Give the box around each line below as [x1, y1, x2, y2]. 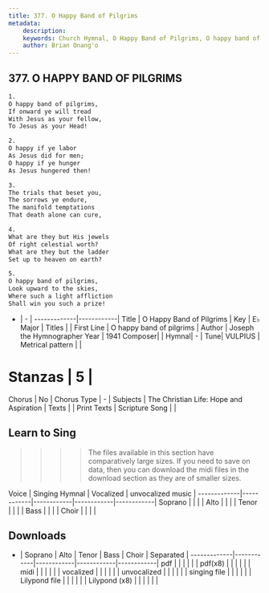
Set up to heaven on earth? [8, 255, 103, 263]
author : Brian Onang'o [22, 42, 99, 50]
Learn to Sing [8, 426, 76, 440]
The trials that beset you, [8, 189, 103, 197]
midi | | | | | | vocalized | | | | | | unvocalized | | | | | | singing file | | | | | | [19, 567, 251, 577]
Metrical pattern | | [19, 339, 83, 349]
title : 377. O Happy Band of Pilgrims [8, 11, 138, 20]
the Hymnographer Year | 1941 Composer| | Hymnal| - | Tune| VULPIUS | [19, 331, 260, 341]
